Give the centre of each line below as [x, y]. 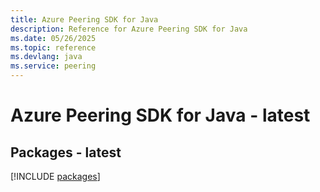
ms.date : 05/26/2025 [53, 38]
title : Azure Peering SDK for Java [84, 19]
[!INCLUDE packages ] [55, 176]
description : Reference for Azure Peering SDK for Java [129, 29]
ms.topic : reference [53, 47]
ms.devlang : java [46, 57]
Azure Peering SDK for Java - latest [160, 115]
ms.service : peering [53, 66]
